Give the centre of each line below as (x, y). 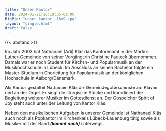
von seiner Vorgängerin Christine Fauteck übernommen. (100, 57)
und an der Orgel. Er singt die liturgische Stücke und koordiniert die (74, 93)
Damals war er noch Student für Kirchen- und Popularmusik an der (74, 62)
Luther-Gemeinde (23, 57)
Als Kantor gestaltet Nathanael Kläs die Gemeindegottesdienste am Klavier (82, 87)
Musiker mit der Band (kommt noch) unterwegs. (55, 124)
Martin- (141, 52)
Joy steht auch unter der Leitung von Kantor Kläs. (56, 103)
